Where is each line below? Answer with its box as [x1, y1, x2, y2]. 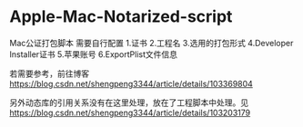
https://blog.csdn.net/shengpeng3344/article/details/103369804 [9, 78, 253, 89]
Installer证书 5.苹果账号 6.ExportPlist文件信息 [9, 48, 178, 60]
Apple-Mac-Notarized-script [9, 6, 233, 27]
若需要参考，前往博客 [9, 68, 89, 79]
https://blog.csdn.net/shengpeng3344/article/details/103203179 [9, 107, 251, 118]
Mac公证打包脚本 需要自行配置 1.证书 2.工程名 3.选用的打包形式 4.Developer [9, 37, 294, 48]
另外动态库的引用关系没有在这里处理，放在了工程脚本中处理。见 [9, 97, 248, 108]
